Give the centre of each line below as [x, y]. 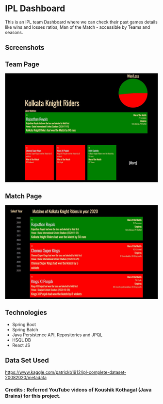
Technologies [26, 313]
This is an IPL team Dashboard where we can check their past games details [81, 22]
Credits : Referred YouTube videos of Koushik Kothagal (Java [78, 390]
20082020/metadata [26, 377]
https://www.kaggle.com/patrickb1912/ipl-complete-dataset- [66, 372]
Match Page [24, 196]
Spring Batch [25, 329]
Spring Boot [24, 324]
